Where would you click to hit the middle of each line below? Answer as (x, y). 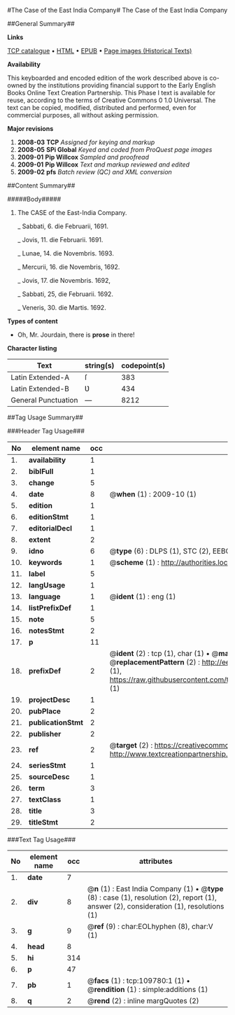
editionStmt (49, 517)
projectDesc (50, 700)
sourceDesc (49, 777)
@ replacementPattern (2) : (155, 662)
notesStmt (47, 631)
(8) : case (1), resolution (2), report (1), (152, 897)
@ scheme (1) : (134, 562)
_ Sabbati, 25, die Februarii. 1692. (65, 294)
